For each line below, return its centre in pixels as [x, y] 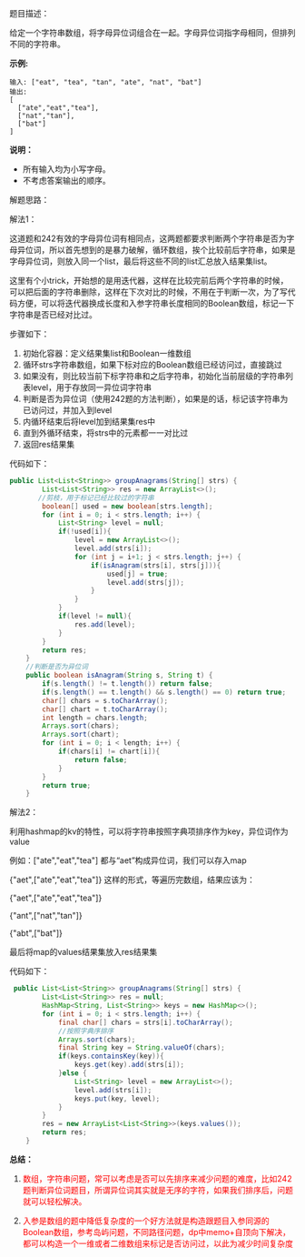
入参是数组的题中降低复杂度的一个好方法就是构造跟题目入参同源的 [146, 1221]
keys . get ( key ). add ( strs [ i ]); [129, 1065]
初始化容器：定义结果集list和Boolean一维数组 [107, 353]
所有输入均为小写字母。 [66, 169]
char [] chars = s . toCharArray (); [105, 700]
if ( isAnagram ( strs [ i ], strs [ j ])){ [156, 565]
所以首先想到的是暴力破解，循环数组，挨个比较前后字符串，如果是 [172, 250]
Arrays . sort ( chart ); [81, 735]
